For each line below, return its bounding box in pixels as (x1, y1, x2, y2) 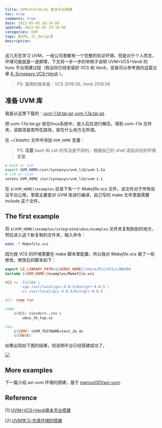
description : (5, 39, 32, 44)
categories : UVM (5, 30, 38, 34)
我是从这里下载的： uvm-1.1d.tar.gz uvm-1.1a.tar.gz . (5, 110, 106, 116)
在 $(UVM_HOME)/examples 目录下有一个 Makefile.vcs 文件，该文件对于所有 (5, 186, 151, 192)
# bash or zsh (5, 163, 34, 168)
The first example (5, 212, 60, 221)
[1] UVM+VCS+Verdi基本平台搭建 (5, 407, 71, 413)
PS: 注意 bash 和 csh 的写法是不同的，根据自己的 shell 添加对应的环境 (16, 147, 156, 153)
